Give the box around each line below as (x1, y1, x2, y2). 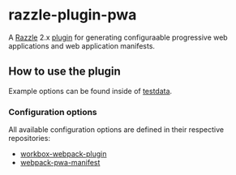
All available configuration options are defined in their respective (8, 125, 225, 134)
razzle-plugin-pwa (8, 6, 137, 24)
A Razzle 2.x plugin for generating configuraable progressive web (8, 32, 229, 42)
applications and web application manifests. (8, 41, 156, 50)
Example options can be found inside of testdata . (8, 86, 173, 96)
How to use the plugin (8, 65, 122, 79)
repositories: (8, 134, 51, 143)
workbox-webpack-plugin (19, 149, 107, 159)
